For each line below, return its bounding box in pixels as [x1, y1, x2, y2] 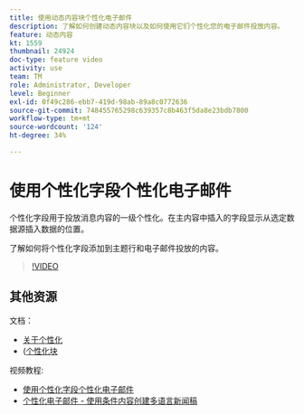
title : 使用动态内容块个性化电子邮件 [9, 13, 133, 23]
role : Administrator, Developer [9, 80, 131, 89]
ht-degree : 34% [9, 131, 67, 140]
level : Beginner [9, 89, 71, 98]
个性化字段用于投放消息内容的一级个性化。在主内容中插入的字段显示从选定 [9, 212, 287, 222]
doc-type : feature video [9, 55, 103, 64]
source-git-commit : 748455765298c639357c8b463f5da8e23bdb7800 [9, 106, 249, 115]
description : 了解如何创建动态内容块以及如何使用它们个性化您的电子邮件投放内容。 [9, 22, 285, 31]
